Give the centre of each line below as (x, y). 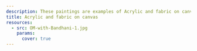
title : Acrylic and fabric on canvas (52, 17)
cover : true (36, 39)
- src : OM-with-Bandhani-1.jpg (50, 28)
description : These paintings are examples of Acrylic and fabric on (93, 11)
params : (26, 33)
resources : (19, 22)
